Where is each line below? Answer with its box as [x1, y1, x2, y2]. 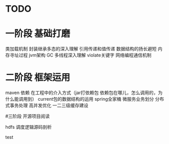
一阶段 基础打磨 [5, 28, 70, 40]
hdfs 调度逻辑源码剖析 [5, 124, 52, 130]
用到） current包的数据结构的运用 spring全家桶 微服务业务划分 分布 [22, 96, 164, 102]
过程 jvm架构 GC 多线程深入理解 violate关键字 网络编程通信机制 [18, 52, 152, 59]
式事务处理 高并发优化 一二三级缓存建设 [5, 102, 88, 108]
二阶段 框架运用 [5, 72, 70, 83]
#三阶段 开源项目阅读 [5, 113, 50, 120]
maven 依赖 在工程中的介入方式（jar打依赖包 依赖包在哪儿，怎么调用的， [5, 90, 158, 96]
